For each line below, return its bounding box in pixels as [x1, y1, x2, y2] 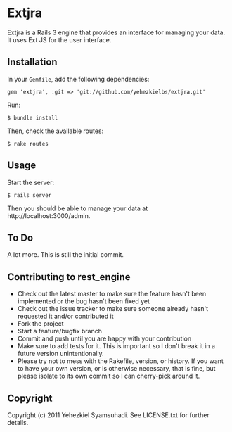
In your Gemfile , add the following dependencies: [7, 75, 150, 83]
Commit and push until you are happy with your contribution [17, 334, 192, 343]
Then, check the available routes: [7, 127, 104, 135]
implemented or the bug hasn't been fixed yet [17, 297, 150, 305]
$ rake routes [7, 140, 49, 147]
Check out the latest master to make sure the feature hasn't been [17, 290, 207, 298]
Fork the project [17, 319, 65, 328]
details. [7, 419, 29, 426]
